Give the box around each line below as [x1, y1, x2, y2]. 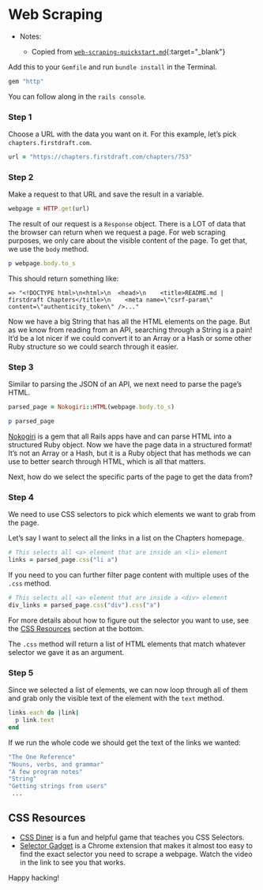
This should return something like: [8, 274, 119, 283]
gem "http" [8, 77, 44, 85]
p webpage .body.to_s [8, 260, 77, 267]
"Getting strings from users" [8, 783, 108, 791]
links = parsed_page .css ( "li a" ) [8, 556, 118, 564]
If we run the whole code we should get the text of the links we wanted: [8, 738, 241, 747]
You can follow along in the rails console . [8, 92, 146, 101]
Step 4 [8, 492, 34, 503]
